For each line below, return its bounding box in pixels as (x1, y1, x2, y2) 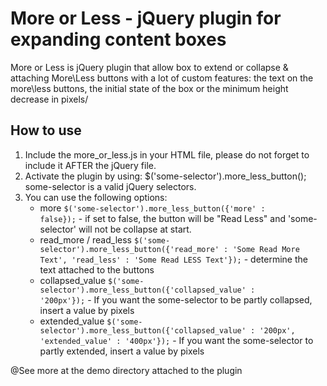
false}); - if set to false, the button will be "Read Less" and (39, 212, 286, 224)
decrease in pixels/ (10, 93, 89, 105)
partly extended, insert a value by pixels (39, 345, 205, 357)
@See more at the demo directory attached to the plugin (10, 364, 243, 376)
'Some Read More (232, 244, 300, 254)
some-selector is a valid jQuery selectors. (24, 180, 197, 192)
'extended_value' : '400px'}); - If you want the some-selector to (39, 334, 314, 346)
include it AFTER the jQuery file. (24, 159, 157, 171)
